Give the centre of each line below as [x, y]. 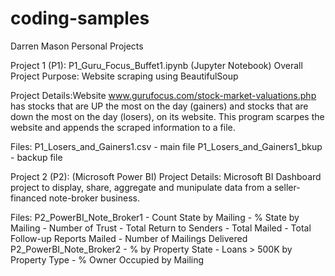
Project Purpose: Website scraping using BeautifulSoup [124, 76]
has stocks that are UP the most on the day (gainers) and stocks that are [159, 106]
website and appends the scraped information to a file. [123, 127]
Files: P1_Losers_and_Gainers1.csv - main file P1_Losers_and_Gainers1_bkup [166, 146]
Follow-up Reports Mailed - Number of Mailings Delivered [129, 238]
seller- [287, 187]
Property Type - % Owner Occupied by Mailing [107, 259]
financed [28, 198]
